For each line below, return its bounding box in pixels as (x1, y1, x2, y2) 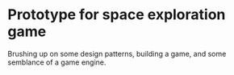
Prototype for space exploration (7, 6, 226, 24)
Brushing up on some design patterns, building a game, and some (7, 49, 227, 58)
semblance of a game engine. (7, 57, 107, 67)
